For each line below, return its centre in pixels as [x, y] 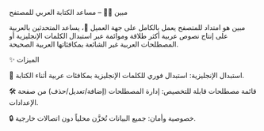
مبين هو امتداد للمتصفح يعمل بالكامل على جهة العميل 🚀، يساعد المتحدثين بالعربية [127, 27]
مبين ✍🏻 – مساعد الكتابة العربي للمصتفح [69, 12]
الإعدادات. [24, 102]
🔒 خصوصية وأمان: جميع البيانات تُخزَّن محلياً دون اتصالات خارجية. [103, 118]
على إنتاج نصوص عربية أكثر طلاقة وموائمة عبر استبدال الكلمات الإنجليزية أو [119, 36]
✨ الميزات [24, 60]
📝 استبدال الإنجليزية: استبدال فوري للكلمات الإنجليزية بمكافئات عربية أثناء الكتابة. [127, 75]
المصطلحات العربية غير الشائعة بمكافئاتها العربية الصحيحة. [94, 44]
